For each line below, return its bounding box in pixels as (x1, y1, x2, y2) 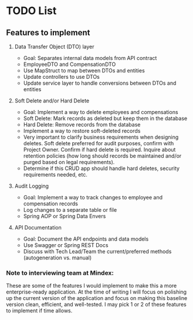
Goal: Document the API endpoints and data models (23, 235, 149, 242)
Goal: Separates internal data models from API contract (23, 55, 157, 61)
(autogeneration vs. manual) (23, 254, 92, 261)
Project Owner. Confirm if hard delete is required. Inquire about (23, 146, 176, 153)
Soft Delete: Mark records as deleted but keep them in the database (23, 115, 188, 122)
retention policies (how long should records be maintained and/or (23, 152, 182, 159)
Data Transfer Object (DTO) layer (14, 43, 94, 50)
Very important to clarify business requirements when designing (23, 134, 179, 141)
